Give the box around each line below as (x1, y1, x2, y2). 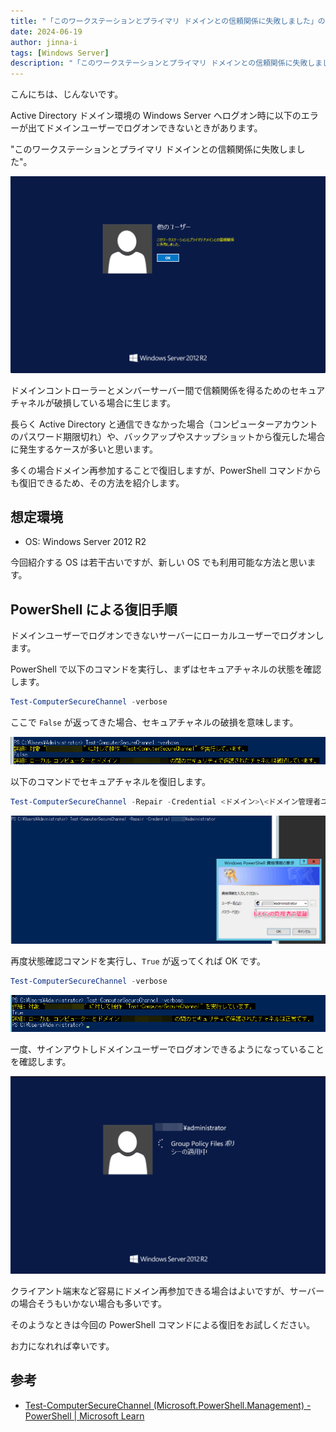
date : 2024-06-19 (10, 26, 83, 37)
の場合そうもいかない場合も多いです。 (10, 1297, 167, 1309)
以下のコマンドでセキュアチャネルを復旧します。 (10, 776, 211, 788)
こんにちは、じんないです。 (10, 88, 124, 100)
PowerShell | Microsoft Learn (24, 1410, 145, 1422)
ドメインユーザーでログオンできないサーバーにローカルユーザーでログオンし (10, 630, 325, 642)
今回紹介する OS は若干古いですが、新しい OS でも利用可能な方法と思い (10, 556, 308, 569)
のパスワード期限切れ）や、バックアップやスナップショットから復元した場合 (10, 430, 326, 442)
